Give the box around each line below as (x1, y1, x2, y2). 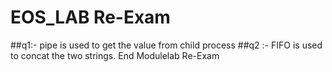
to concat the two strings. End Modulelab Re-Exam (10, 49, 220, 61)
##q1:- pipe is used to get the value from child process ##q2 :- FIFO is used (10, 39, 323, 51)
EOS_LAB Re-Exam (10, 6, 171, 29)
